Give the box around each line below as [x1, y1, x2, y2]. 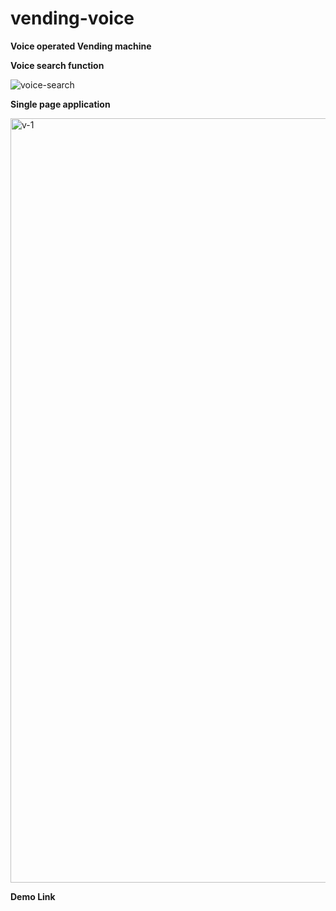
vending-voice [10, 7, 135, 30]
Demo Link [10, 890, 56, 902]
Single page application [10, 98, 111, 110]
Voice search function [10, 59, 105, 71]
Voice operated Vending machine [10, 40, 152, 52]
